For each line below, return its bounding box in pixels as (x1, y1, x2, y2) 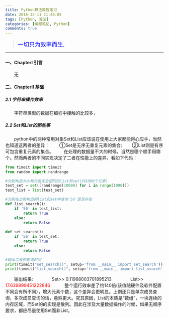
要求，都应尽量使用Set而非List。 (5, 307, 73, 313)
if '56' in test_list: (14, 206, 62, 211)
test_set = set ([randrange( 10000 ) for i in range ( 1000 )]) (5, 183, 129, 188)
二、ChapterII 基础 (5, 84, 44, 90)
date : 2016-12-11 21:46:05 (5, 12, 62, 17)
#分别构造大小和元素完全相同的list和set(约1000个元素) (5, 179, 108, 184)
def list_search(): (5, 202, 46, 207)
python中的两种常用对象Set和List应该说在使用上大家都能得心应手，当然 (14, 136, 162, 142)
